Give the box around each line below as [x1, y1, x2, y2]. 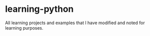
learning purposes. [5, 25, 43, 31]
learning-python [5, 3, 74, 15]
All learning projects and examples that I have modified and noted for [5, 20, 145, 26]
